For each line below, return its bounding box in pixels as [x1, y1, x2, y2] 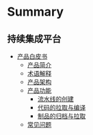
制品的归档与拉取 [37, 112, 86, 120]
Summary [7, 4, 64, 20]
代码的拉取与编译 [37, 104, 86, 111]
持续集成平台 [7, 33, 62, 44]
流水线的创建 [37, 95, 74, 103]
